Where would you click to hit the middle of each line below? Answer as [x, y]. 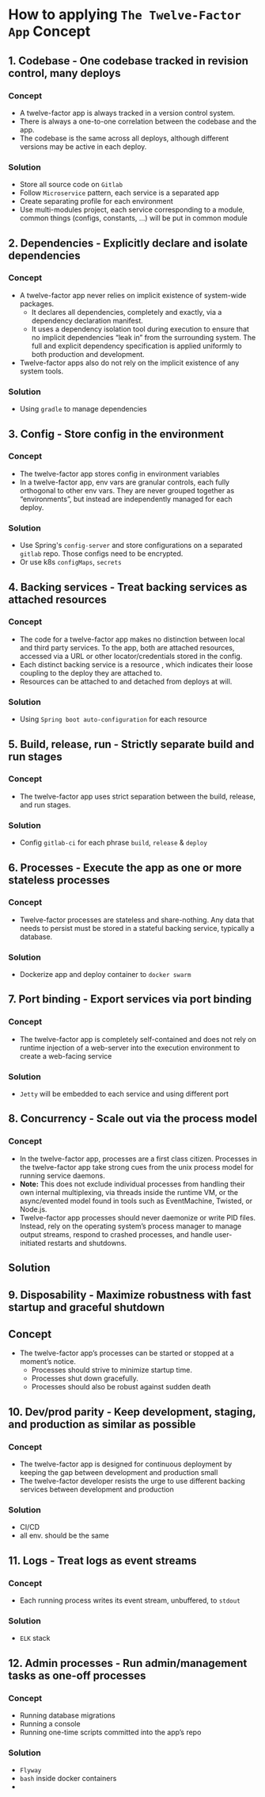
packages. [37, 304]
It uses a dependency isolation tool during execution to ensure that [140, 329]
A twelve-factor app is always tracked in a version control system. [127, 113]
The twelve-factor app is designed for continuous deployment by [126, 1464]
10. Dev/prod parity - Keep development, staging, [132, 1412]
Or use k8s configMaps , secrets [70, 562]
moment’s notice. [48, 1362]
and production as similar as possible [102, 1424]
